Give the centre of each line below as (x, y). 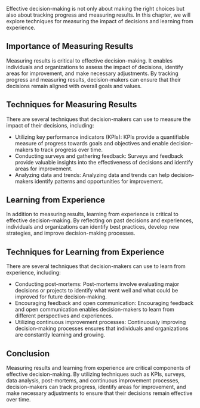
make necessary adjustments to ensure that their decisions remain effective (99, 393)
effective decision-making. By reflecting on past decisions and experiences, (100, 220)
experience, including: (33, 273)
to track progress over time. (69, 150)
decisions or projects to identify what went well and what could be (96, 291)
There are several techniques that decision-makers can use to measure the (99, 119)
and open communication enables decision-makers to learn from (95, 310)
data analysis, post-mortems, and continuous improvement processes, (93, 381)
